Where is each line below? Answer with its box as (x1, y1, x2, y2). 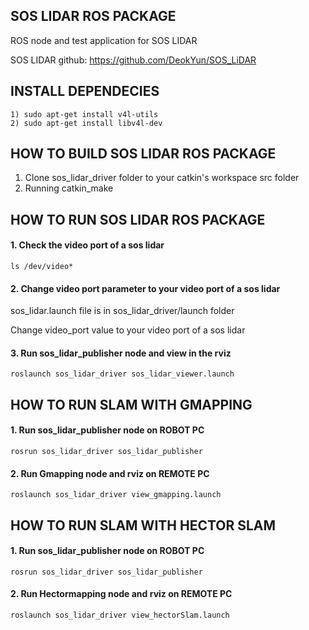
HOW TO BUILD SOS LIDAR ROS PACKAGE (10, 145, 277, 163)
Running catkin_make (24, 182, 114, 194)
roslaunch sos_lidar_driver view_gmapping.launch (10, 490, 222, 500)
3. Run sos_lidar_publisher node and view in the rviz (10, 347, 232, 359)
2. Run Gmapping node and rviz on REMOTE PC (10, 467, 210, 479)
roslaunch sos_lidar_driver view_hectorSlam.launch (10, 610, 230, 621)
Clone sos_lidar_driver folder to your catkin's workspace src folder (24, 172, 300, 184)
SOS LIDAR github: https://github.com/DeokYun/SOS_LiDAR (10, 54, 257, 66)
